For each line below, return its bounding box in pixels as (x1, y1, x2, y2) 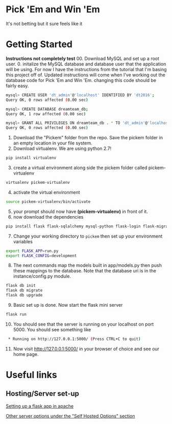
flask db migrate (6, 288, 43, 293)
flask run (6, 312, 27, 317)
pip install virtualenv (6, 155, 57, 161)
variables (13, 238, 33, 244)
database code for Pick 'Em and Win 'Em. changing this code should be (6, 77, 156, 83)
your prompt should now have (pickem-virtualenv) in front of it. (13, 208, 149, 215)
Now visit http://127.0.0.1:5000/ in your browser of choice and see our (13, 346, 160, 352)
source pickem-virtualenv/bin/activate (6, 199, 91, 204)
